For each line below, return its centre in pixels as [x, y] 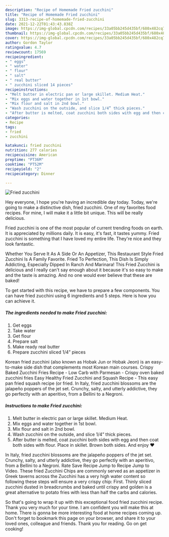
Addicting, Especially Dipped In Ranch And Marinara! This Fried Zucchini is [82, 265]
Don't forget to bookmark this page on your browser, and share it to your [80, 518]
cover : [12, 38]
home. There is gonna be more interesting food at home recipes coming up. [83, 513]
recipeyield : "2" [23, 169]
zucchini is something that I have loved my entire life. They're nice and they [83, 239]
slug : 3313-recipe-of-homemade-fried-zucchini [55, 19]
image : [12, 29]
